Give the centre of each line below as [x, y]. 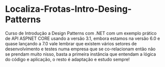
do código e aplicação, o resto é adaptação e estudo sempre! [67, 59]
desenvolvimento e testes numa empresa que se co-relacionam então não [81, 49]
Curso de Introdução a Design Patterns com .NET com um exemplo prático [81, 33]
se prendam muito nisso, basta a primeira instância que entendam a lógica [81, 54]
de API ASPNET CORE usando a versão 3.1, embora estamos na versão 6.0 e [82, 38]
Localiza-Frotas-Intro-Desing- [68, 9]
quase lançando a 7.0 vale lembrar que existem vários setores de [71, 43]
